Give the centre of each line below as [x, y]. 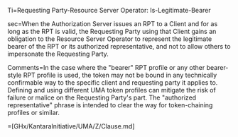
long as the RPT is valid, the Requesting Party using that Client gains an [112, 31]
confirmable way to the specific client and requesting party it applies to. [113, 83]
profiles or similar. [34, 113]
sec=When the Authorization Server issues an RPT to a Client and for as [113, 24]
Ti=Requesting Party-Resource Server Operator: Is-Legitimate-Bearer [109, 10]
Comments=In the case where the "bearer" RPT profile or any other [106, 67]
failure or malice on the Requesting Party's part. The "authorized [102, 97]
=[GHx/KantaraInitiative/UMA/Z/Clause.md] [71, 126]
